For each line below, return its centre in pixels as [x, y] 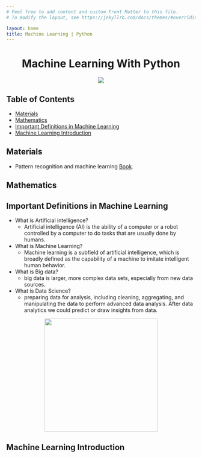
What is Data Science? [43, 291]
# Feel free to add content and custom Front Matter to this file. [93, 12]
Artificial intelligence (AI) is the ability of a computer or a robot [101, 227]
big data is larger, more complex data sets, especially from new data [109, 278]
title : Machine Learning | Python [50, 34]
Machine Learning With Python [101, 64]
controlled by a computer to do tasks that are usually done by [100, 234]
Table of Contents [41, 99]
